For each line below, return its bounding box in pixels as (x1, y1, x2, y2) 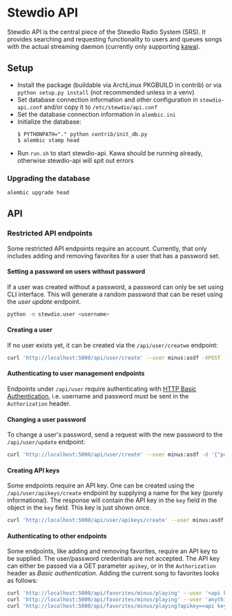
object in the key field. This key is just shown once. (7, 503, 152, 512)
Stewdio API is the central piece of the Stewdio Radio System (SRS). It (7, 28, 206, 36)
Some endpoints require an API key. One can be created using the (7, 481, 195, 490)
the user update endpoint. (7, 297, 81, 305)
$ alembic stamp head (17, 137, 79, 144)
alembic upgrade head (7, 189, 70, 196)
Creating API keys (7, 466, 60, 474)
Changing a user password (7, 415, 86, 423)
